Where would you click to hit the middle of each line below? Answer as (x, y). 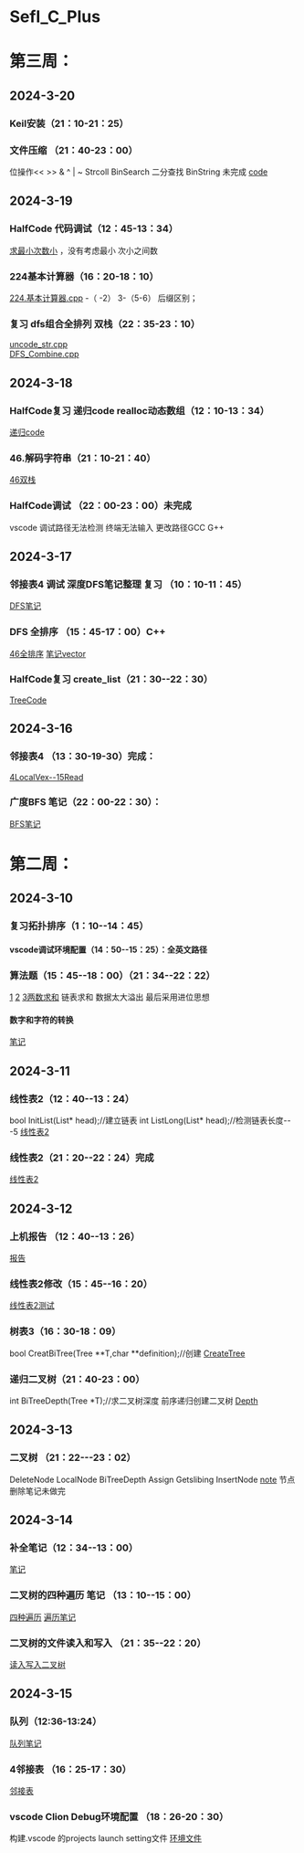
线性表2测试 (32, 1306)
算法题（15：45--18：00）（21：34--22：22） (113, 975)
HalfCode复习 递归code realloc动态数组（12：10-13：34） (140, 410)
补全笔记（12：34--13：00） (74, 1548)
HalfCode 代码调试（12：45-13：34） (94, 228)
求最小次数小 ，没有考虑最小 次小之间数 (84, 250)
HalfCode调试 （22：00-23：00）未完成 (100, 506)
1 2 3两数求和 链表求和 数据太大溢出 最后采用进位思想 (110, 997)
